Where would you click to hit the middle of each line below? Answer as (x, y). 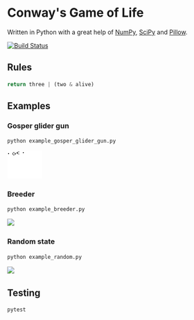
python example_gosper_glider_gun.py (62, 141)
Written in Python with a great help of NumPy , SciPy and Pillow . (97, 32)
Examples (29, 106)
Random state (31, 241)
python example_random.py (44, 257)
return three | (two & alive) (51, 84)
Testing (24, 293)
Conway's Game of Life (76, 13)
